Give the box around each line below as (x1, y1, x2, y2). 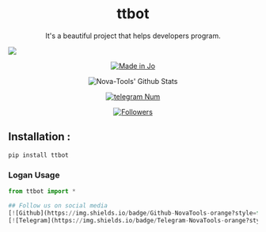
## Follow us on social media (8, 201, 108, 210)
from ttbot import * (8, 188, 77, 196)
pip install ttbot (8, 151, 69, 159)
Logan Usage (8, 169, 60, 181)
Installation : (8, 130, 71, 143)
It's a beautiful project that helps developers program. (44, 31, 222, 40)
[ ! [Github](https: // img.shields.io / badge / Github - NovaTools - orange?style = (8, 209, 257, 217)
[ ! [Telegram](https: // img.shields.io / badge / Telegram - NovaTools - (8, 216, 225, 224)
